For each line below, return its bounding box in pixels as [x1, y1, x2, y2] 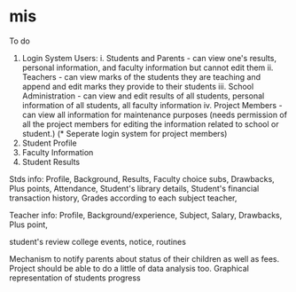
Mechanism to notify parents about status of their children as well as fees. [9, 253, 280, 264]
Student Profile [21, 138, 77, 148]
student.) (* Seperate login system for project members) [21, 128, 228, 138]
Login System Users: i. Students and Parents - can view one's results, [21, 52, 277, 63]
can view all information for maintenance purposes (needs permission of [21, 109, 288, 120]
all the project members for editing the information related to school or [21, 118, 279, 130]
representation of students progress [9, 272, 141, 283]
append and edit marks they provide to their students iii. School [21, 81, 254, 91]
